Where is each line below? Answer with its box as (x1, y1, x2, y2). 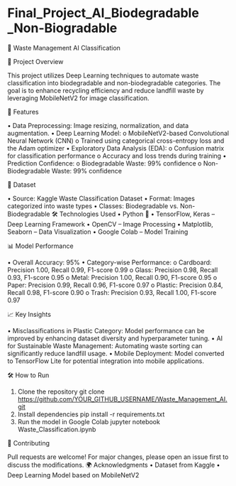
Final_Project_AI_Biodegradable (7, 5, 200, 21)
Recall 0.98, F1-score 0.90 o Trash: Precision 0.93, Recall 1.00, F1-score (7, 288, 217, 296)
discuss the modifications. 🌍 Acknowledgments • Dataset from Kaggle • (7, 460, 220, 469)
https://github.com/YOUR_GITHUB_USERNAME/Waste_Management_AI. (17, 394, 228, 403)
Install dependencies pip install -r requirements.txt (17, 410, 165, 418)
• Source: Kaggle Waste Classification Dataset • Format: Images (7, 194, 195, 202)
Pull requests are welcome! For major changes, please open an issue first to (7, 453, 229, 461)
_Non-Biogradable (7, 20, 118, 36)
